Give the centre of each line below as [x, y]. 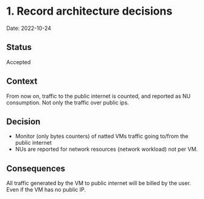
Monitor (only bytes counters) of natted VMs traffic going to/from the [102, 136]
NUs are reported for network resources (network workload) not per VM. [106, 149]
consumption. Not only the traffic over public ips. [68, 103]
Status [19, 47]
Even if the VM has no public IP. [46, 190]
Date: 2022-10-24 [29, 28]
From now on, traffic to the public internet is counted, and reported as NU [98, 96]
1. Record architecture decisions [89, 11]
